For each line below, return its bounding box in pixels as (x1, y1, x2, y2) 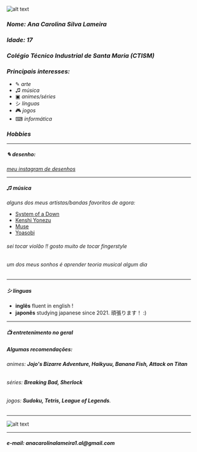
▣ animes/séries (15, 93, 56, 100)
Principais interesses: (6, 67, 70, 76)
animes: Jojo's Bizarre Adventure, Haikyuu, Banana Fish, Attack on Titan (6, 361, 188, 368)
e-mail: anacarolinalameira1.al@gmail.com (6, 439, 115, 446)
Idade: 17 (6, 36, 33, 44)
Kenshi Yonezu (15, 217, 51, 224)
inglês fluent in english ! (15, 302, 74, 310)
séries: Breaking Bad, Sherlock (6, 379, 83, 386)
